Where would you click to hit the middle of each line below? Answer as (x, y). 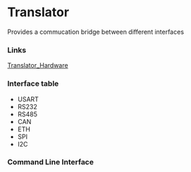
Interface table (33, 84)
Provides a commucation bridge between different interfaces (96, 32)
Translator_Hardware (38, 66)
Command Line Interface (50, 162)
